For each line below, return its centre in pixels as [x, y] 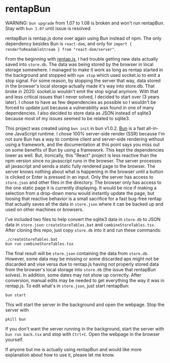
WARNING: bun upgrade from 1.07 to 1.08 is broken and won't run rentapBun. [85, 23]
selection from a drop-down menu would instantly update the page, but [80, 193]
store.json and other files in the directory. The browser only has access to [83, 182]
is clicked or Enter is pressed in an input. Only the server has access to [79, 177]
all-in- [152, 128]
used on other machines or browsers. [44, 209]
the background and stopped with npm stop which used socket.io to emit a [83, 75]
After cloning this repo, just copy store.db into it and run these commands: [83, 230]
